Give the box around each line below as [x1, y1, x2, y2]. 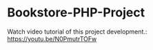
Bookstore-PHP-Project [7, 5, 145, 21]
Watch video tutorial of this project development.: [7, 27, 147, 36]
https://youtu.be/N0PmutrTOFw [7, 34, 97, 42]
